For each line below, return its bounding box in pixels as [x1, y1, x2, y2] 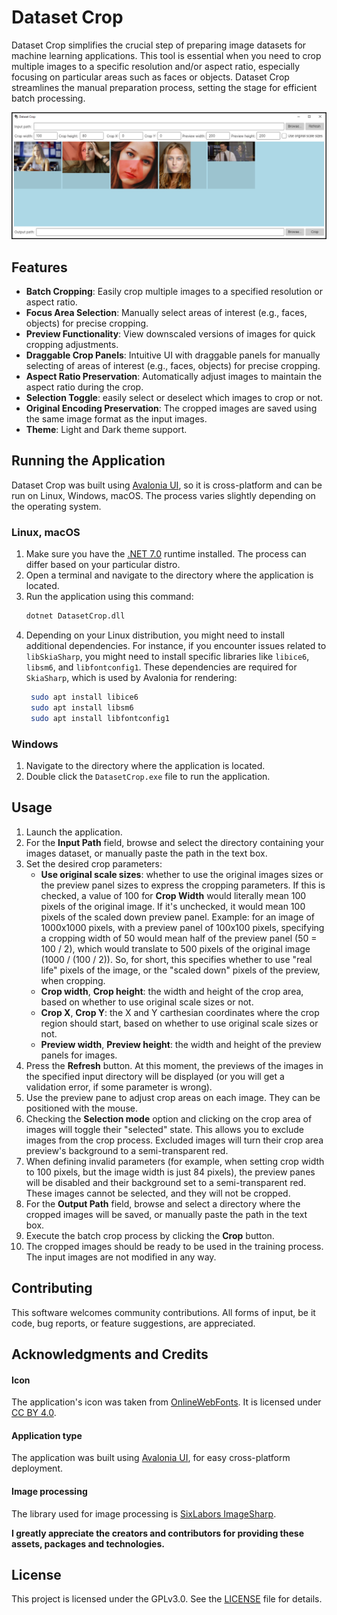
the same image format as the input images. [25, 413, 208, 425]
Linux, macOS [11, 525, 81, 539]
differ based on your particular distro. [25, 559, 181, 571]
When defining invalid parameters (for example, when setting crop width [25, 1155, 325, 1167]
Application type [11, 1429, 83, 1441]
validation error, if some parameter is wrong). [25, 1081, 213, 1093]
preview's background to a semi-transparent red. [25, 1144, 229, 1156]
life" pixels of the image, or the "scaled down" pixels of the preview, [40, 964, 321, 976]
